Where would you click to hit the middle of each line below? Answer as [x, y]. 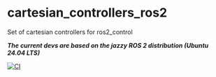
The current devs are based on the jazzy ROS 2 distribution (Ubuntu [108, 45]
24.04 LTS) [24, 53]
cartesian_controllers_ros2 [87, 13]
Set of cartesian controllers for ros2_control [70, 32]
